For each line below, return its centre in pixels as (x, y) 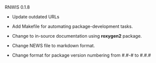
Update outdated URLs (36, 17)
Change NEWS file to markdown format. (53, 46)
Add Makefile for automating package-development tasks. (72, 26)
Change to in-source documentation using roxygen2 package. (77, 36)
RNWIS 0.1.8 (17, 7)
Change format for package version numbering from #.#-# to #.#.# (82, 55)
